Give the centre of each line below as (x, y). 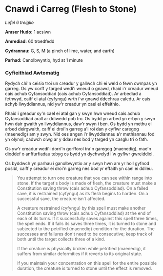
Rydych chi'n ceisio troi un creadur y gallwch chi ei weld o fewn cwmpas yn (81, 83)
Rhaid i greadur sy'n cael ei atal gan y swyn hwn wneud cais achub (73, 113)
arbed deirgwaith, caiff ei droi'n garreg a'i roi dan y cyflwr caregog (72, 129)
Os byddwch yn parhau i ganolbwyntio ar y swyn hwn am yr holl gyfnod (77, 164)
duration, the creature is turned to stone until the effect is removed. (84, 268)
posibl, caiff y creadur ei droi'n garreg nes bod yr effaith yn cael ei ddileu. (79, 168)
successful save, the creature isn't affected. (61, 199)
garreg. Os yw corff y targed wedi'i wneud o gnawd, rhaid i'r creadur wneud (82, 89)
